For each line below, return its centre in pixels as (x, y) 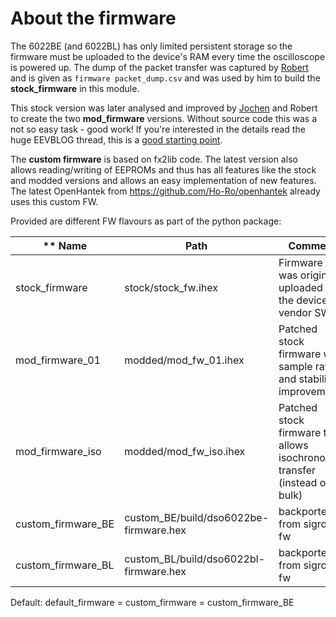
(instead (298, 482)
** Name (65, 245)
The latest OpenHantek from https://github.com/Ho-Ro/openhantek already (165, 191)
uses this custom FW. (54, 201)
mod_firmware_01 (58, 360)
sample (295, 366)
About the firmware (93, 18)
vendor (295, 312)
